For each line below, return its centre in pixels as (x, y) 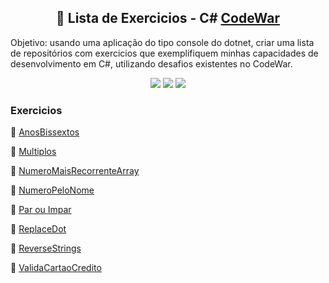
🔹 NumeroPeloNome (52, 190)
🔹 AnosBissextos (45, 132)
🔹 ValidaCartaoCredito (56, 268)
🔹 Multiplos (33, 152)
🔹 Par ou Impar (41, 210)
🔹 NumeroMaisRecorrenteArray (75, 171)
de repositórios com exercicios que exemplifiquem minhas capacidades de (164, 53)
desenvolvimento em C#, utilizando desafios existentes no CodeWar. (151, 63)
